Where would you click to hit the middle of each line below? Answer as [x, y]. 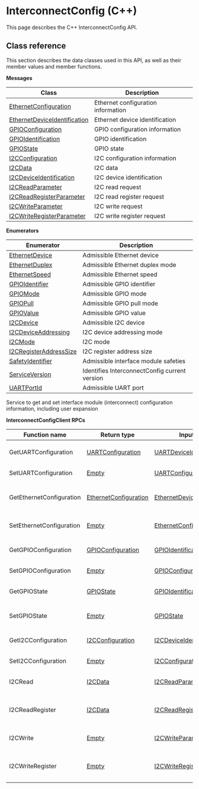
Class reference [36, 46]
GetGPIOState [29, 591]
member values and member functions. [54, 66]
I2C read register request [129, 197]
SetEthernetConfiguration [45, 525]
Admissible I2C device [114, 322]
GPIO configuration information [138, 129]
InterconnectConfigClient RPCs [46, 420]
